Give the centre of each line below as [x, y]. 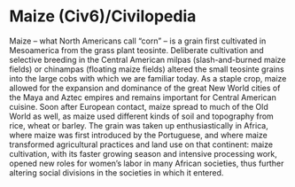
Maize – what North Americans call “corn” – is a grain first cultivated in [138, 41]
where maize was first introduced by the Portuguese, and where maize [138, 135]
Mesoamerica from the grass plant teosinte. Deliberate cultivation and [136, 50]
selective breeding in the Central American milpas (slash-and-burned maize [147, 59]
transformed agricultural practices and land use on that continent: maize [141, 144]
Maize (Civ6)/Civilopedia [103, 16]
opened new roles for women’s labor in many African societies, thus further [147, 163]
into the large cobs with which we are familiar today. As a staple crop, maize [148, 78]
